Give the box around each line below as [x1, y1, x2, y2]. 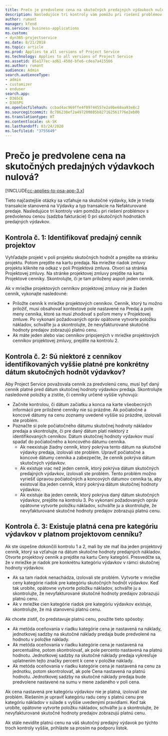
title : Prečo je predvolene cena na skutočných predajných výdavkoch [5, 7, 153, 13]
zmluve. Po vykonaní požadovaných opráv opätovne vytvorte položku [12, 316, 156, 322]
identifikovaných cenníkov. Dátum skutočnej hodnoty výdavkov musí [12, 433, 154, 439]
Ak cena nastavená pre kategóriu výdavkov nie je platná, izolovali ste [5, 688, 147, 694]
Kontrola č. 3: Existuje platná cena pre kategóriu [5, 522, 158, 531]
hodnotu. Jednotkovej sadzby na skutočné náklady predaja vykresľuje [12, 652, 157, 658]
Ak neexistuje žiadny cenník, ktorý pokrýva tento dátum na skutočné [19, 444, 161, 450]
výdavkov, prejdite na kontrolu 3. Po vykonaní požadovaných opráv [19, 497, 158, 503]
